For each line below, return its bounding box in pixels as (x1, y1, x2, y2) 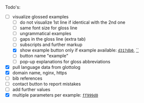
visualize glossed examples (12, 14, 69, 19)
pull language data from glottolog (12, 64, 81, 70)
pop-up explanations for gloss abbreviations (19, 58, 111, 64)
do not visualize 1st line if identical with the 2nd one (19, 19, 126, 25)
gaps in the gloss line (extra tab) (19, 36, 86, 42)
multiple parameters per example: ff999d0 (12, 92, 98, 98)
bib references (12, 75, 43, 81)
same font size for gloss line (19, 25, 78, 31)
